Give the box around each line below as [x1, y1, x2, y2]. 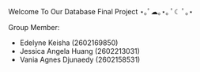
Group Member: [8, 23, 60, 32]
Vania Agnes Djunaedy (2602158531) [19, 55, 141, 64]
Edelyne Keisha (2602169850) [19, 38, 119, 47]
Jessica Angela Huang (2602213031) [19, 47, 141, 55]
